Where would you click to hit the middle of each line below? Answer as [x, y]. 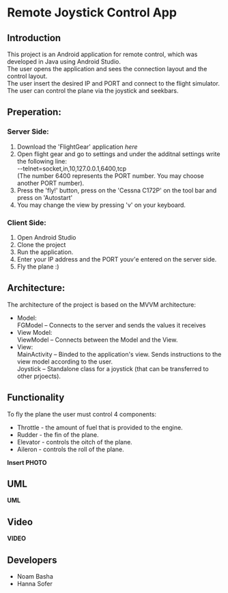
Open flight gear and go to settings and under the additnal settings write [118, 154]
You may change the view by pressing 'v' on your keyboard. [101, 205]
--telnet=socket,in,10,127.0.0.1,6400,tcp [72, 168]
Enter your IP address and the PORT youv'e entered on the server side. [117, 259]
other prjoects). [39, 376]
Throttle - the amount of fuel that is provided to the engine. [100, 427]
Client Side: [27, 223]
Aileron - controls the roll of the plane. [70, 449]
